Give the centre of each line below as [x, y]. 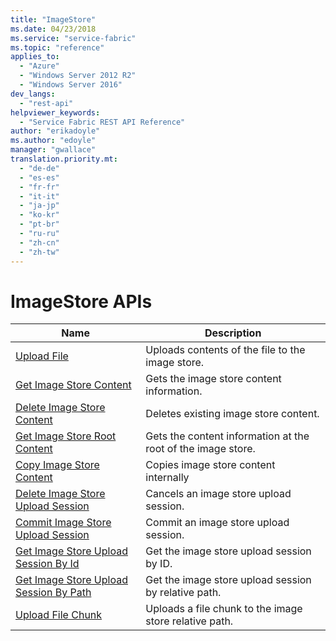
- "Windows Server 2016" [71, 85]
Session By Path [53, 593]
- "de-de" [39, 168]
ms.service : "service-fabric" [73, 38]
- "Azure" [39, 66]
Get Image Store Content [73, 385]
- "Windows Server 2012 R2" [78, 76]
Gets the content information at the [227, 436]
